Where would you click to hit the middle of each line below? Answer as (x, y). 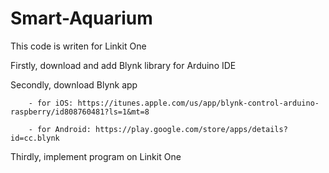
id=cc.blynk (35, 138)
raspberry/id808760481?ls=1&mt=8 (80, 112)
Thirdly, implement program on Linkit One (96, 156)
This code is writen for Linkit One (78, 46)
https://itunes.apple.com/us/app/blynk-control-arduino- (198, 103)
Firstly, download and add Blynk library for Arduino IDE (123, 65)
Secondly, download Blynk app (74, 84)
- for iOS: (51, 103)
